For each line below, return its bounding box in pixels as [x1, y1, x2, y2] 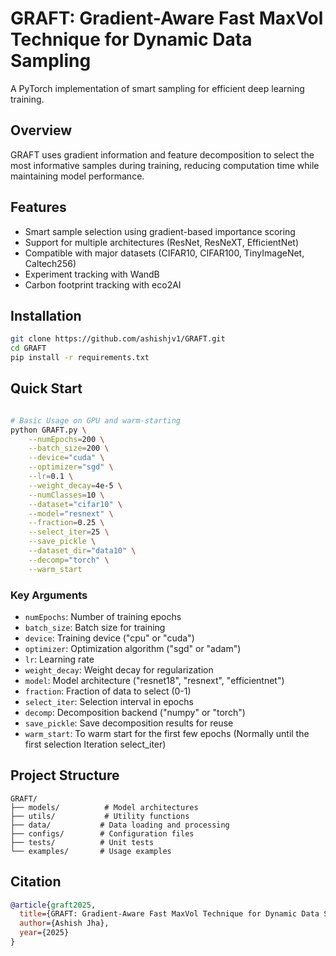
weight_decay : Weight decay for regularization [24, 663, 214, 676]
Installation [10, 307, 82, 324]
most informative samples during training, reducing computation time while [10, 159, 320, 171]
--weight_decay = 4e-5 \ [28, 480, 123, 491]
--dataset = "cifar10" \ [28, 499, 123, 509]
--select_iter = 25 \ [28, 527, 110, 537]
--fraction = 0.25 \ [28, 518, 105, 528]
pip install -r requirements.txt [10, 353, 150, 363]
